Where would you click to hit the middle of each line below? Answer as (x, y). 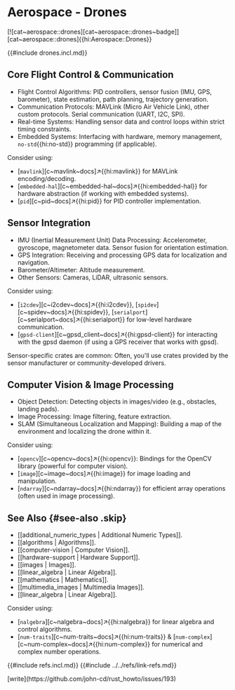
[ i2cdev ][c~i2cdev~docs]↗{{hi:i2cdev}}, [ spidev (87, 304)
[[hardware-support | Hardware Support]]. (79, 557)
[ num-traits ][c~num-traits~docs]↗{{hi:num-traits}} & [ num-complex (114, 637)
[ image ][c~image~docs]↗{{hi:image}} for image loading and (104, 474)
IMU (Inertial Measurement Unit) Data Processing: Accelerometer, (112, 240)
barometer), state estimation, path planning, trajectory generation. (113, 99)
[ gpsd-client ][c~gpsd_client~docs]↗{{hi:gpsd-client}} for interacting (117, 334)
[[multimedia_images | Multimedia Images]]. (81, 588)
